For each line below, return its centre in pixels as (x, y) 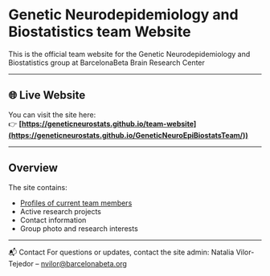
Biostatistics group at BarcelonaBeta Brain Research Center (106, 63)
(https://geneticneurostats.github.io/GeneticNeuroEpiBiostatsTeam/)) (129, 135)
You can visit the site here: (52, 115)
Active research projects (61, 211)
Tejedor (21, 263)
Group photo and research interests (79, 228)
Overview (33, 168)
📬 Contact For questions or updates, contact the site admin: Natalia (121, 252)
